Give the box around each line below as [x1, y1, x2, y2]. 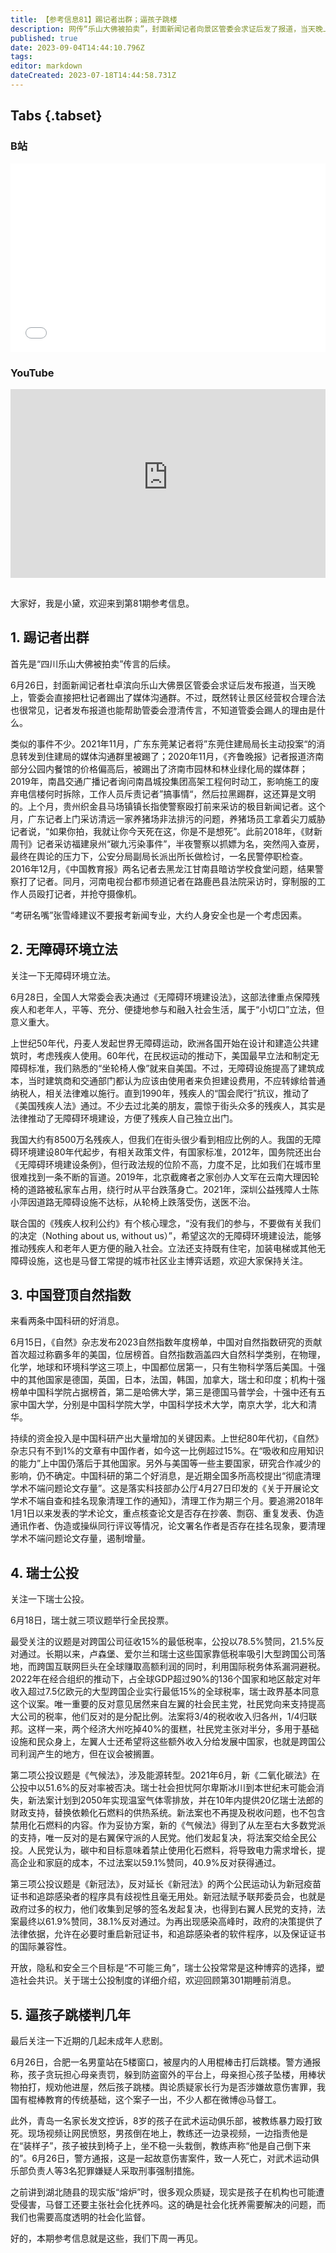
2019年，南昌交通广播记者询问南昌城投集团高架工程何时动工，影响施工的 [10, 775, 311, 787]
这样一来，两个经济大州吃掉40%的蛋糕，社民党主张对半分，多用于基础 [27, 1723, 320, 1735]
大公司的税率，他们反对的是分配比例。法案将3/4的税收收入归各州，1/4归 [10, 1711, 309, 1723]
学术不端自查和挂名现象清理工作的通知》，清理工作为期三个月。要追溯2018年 [10, 1495, 324, 1507]
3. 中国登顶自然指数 [10, 1287, 132, 1304]
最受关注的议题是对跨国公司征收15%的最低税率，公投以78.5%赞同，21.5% [10, 1636, 316, 1648]
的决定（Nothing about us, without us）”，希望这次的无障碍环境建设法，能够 [10, 1229, 322, 1241]
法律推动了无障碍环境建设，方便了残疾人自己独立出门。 [10, 1112, 238, 1124]
